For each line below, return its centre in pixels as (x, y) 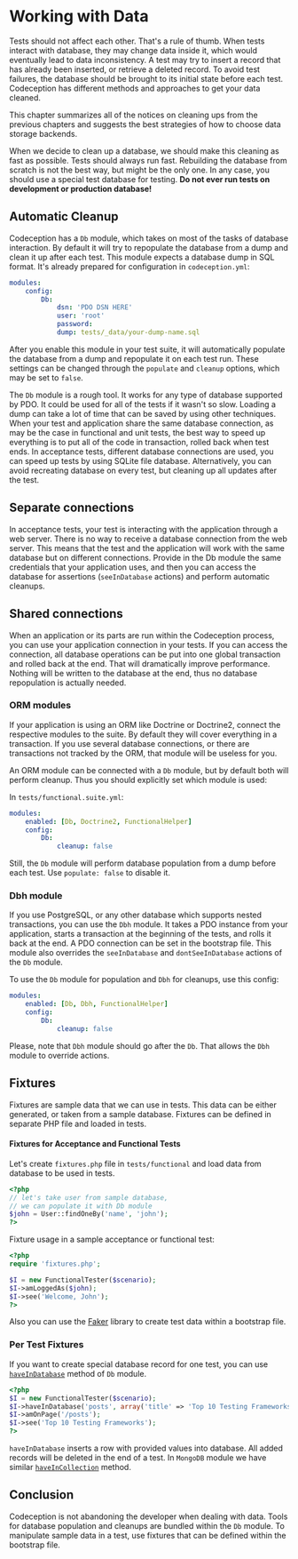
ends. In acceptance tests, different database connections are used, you (141, 452)
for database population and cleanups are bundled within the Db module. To (147, 1525)
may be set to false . (47, 377)
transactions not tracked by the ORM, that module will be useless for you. (143, 753)
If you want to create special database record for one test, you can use (139, 1364)
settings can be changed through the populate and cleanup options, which (145, 368)
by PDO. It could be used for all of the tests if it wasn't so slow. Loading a (143, 404)
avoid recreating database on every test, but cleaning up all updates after (143, 470)
